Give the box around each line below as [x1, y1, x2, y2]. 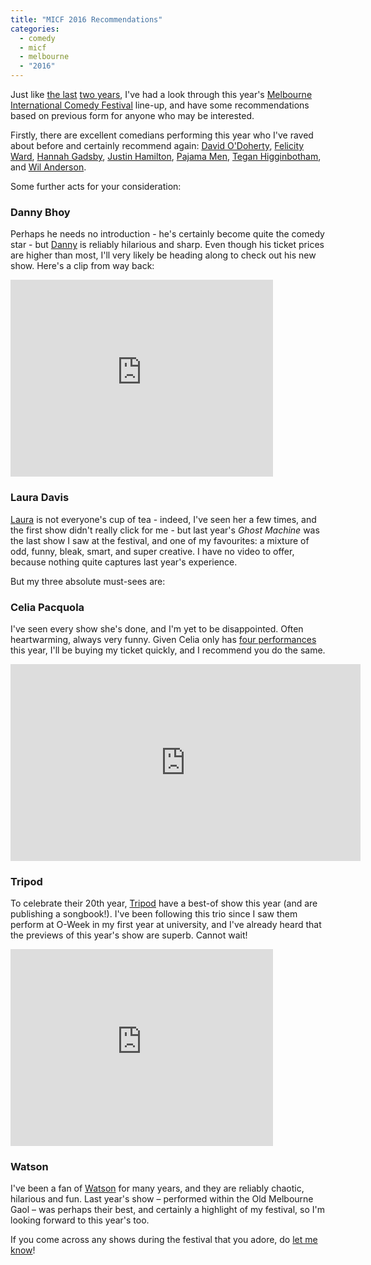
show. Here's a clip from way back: [10, 260, 155, 272]
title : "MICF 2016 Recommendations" [10, 14, 163, 25]
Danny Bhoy [10, 205, 71, 219]
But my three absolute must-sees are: [10, 575, 166, 587]
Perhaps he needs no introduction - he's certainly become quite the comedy [10, 228, 325, 240]
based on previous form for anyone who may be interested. [10, 110, 255, 121]
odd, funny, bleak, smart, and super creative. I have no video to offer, [10, 545, 295, 557]
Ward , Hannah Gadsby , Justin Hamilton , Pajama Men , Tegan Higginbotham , [10, 151, 322, 162]
